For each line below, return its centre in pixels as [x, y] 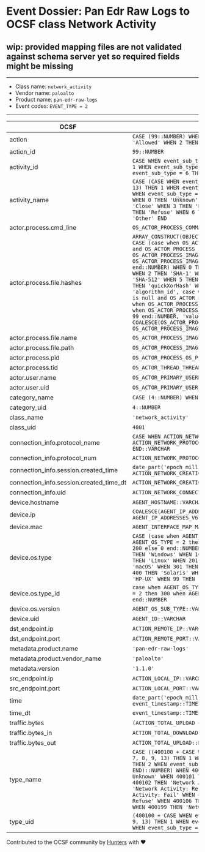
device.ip [23, 515]
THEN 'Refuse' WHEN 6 [164, 212]
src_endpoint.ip [31, 678]
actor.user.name [33, 378]
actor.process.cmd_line [43, 228]
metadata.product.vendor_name [56, 658]
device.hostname [34, 502]
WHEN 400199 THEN [157, 807]
